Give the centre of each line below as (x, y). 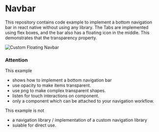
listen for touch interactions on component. (56, 96)
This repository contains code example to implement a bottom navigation (79, 22)
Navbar (20, 9)
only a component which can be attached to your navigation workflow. (83, 101)
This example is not (25, 110)
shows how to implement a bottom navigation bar (62, 80)
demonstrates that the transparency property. (51, 38)
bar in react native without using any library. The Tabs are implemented (77, 27)
